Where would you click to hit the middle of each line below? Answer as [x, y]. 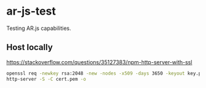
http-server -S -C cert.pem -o [46, 79]
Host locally [30, 47]
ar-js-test [31, 11]
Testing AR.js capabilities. [39, 28]
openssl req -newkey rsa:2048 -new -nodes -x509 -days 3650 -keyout [96, 73]
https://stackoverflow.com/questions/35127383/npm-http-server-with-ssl [99, 62]
